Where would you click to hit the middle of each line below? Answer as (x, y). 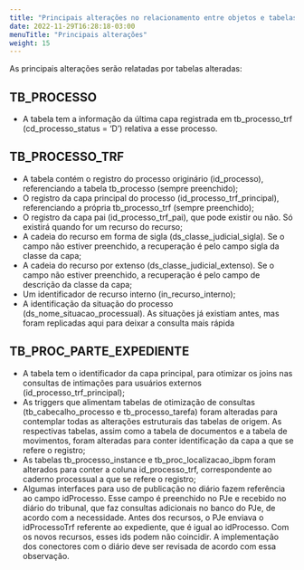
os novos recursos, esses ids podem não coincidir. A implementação (150, 537)
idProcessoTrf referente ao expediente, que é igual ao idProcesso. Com (156, 527)
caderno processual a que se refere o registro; (109, 479)
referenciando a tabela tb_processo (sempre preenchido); (130, 188)
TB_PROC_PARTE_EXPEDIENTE (100, 351)
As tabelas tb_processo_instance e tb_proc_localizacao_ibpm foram (149, 460)
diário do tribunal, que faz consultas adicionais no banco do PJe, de (149, 508)
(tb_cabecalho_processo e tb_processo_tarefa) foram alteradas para (150, 412)
